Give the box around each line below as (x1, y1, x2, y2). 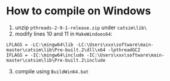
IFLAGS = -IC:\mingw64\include (6, 52, 84, 58)
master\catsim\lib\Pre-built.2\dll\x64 (6, 46, 106, 53)
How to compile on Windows (6, 4, 151, 18)
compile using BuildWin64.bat (14, 67, 89, 75)
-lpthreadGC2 (108, 46, 141, 53)
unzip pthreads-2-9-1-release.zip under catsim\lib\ (14, 24, 147, 31)
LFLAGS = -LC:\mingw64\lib (6, 42, 74, 48)
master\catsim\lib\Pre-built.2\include (6, 57, 106, 63)
